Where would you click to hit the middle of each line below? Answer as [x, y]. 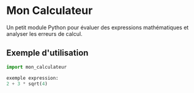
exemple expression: [33, 78]
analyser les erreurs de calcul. [44, 33]
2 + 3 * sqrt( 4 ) [27, 84]
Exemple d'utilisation [47, 53]
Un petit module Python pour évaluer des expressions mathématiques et [98, 27]
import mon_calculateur [37, 67]
